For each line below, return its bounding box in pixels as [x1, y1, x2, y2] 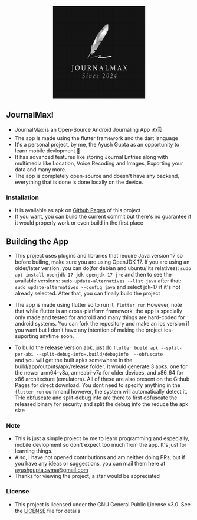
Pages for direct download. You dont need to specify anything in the [14, 381, 181, 389]
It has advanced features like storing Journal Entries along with [14, 153, 168, 160]
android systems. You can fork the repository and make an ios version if [14, 320, 190, 327]
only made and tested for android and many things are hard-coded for [14, 313, 186, 321]
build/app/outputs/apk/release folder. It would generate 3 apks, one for [14, 363, 188, 370]
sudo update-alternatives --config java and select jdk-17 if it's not [14, 283, 181, 290]
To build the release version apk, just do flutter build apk [14, 344, 159, 351]
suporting [14, 332, 38, 339]
